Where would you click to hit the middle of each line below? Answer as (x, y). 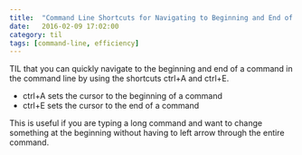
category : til (36, 34)
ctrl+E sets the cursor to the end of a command (111, 106)
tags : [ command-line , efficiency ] (75, 43)
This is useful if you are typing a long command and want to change (136, 123)
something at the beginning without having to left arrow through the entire (147, 133)
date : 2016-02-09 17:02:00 (64, 26)
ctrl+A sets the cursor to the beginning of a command (123, 96)
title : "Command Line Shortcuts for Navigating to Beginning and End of (151, 18)
